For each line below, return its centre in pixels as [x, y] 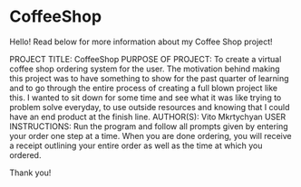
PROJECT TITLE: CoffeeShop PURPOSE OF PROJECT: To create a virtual [146, 59]
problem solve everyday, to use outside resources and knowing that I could [150, 107]
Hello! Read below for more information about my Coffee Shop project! [141, 42]
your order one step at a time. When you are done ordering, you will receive [150, 136]
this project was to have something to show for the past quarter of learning [149, 78]
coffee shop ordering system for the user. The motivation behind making [145, 69]
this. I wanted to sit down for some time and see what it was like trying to [146, 98]
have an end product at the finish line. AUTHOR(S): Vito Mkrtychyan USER [148, 117]
